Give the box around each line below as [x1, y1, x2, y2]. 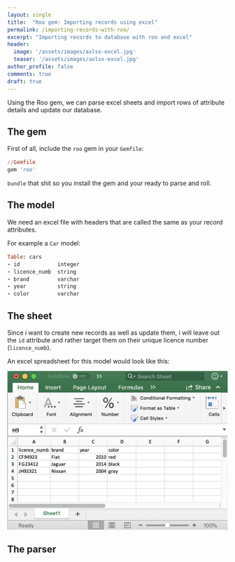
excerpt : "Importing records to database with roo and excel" [7, 34, 192, 41]
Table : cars [7, 253, 42, 260]
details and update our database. [7, 105, 103, 114]
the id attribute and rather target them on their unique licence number [7, 335, 208, 344]
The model [7, 199, 55, 211]
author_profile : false [7, 63, 73, 70]
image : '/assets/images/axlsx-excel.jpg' [13, 48, 136, 55]
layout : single [7, 11, 52, 18]
